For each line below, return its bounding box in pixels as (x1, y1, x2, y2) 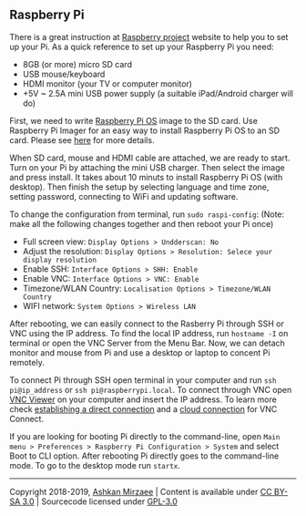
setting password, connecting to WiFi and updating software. (9, 191, 239, 201)
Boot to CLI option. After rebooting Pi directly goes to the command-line (9, 450, 280, 461)
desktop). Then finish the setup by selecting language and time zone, (9, 181, 270, 192)
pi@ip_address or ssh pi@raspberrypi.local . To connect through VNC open (9, 384, 292, 395)
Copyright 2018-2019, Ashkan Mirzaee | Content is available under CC (9, 486, 272, 497)
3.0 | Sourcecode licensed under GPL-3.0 (22, 496, 178, 507)
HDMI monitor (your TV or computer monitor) (22, 77, 193, 89)
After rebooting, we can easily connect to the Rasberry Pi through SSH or (9, 318, 284, 329)
